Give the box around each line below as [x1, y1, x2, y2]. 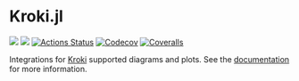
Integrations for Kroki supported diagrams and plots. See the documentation [9, 53, 290, 64]
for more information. [9, 63, 87, 74]
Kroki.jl [9, 6, 64, 27]
